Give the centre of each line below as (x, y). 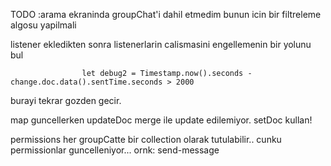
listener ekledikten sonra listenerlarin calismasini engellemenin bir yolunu (161, 44)
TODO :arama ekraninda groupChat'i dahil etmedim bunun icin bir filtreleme (166, 14)
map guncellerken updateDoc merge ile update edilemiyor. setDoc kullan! (161, 120)
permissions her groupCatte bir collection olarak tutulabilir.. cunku (146, 139)
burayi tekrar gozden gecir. (66, 100)
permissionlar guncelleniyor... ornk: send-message (115, 150)
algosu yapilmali (43, 25)
